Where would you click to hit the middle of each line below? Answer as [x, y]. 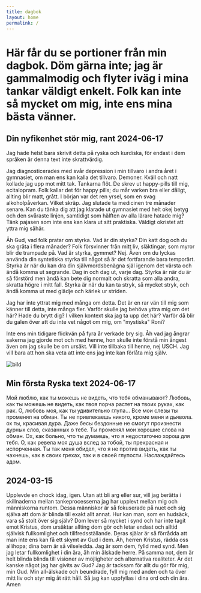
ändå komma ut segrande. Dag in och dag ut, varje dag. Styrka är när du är [99, 272]
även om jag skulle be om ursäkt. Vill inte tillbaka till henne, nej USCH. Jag [98, 347]
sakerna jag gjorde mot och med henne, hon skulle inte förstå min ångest [97, 340]
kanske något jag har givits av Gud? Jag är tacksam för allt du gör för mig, [97, 565]
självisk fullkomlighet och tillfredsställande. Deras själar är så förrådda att [97, 533]
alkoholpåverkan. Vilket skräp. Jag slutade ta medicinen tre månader [91, 203]
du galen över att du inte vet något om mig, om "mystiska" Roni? [85, 322]
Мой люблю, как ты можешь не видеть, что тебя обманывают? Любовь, [99, 398]
